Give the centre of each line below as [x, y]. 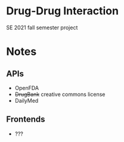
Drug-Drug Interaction [63, 11]
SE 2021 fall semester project [42, 27]
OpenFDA [27, 88]
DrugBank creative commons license [60, 94]
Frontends [26, 120]
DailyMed [27, 100]
